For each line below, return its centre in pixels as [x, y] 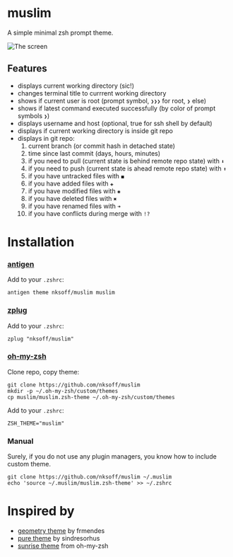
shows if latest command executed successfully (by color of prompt [116, 108]
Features [27, 69]
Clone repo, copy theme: [43, 372]
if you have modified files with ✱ [74, 191]
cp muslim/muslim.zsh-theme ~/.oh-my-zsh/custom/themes [91, 397]
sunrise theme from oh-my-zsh [63, 546]
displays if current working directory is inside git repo [95, 131]
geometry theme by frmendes [61, 531]
